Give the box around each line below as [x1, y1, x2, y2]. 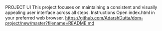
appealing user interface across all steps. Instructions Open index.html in [5, 9, 156, 15]
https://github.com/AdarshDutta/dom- [65, 15, 144, 20]
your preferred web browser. [5, 15, 64, 20]
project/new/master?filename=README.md [5, 20, 95, 26]
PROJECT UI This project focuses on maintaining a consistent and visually [5, 4, 158, 10]
